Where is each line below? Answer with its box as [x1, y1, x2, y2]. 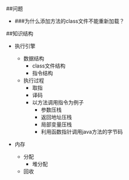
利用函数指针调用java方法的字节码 [40, 128, 123, 135]
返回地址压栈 [40, 114, 72, 120]
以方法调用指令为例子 [32, 99, 84, 106]
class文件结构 [32, 62, 66, 69]
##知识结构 [6, 30, 33, 37]
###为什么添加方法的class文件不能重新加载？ [14, 18, 125, 25]
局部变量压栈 [40, 121, 72, 128]
